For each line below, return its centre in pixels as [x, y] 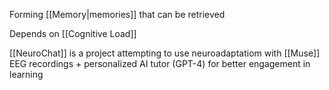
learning [26, 74]
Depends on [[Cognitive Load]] [73, 33]
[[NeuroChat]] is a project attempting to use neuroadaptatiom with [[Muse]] [165, 53]
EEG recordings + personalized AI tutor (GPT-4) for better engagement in [160, 63]
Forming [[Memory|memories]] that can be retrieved [117, 14]
